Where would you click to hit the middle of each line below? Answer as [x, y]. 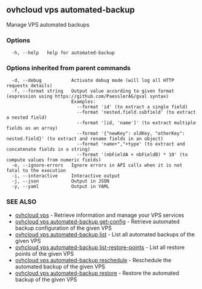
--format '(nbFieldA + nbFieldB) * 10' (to [132, 155]
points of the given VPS [44, 253]
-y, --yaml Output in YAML [61, 187]
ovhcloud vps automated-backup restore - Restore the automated [97, 273]
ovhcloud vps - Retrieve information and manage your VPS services [99, 215]
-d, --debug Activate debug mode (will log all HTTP [93, 81]
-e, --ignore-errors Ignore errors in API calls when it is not [97, 165]
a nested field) [27, 118]
